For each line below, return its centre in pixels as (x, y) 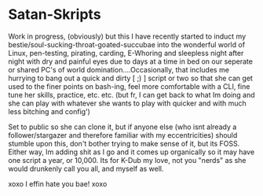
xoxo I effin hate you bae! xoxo (58, 183)
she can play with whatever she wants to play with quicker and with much (127, 103)
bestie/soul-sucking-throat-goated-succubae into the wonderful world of (127, 44)
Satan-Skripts (55, 15)
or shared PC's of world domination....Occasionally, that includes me (119, 69)
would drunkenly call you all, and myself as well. (86, 168)
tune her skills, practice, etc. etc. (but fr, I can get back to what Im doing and (131, 94)
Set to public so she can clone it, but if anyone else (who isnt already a (122, 127)
